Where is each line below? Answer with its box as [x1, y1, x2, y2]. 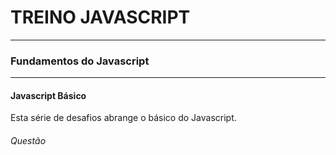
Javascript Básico [10, 89, 87, 101]
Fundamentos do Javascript [10, 54, 150, 68]
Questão [10, 135, 47, 147]
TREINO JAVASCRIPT [10, 6, 191, 29]
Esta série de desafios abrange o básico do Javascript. [10, 112, 237, 124]
